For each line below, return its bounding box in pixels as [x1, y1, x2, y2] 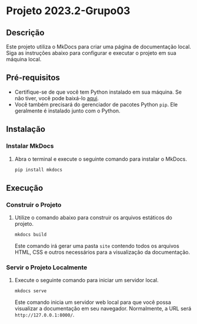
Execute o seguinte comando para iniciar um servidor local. [14, 277, 159, 284]
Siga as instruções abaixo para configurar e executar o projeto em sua [6, 49, 176, 57]
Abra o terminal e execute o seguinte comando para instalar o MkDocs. [14, 155, 187, 163]
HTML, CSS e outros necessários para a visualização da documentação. [14, 249, 190, 256]
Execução [6, 183, 44, 193]
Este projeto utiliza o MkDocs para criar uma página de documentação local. [6, 43, 191, 50]
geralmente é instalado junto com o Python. [14, 107, 121, 114]
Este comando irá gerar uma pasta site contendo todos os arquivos [14, 242, 179, 249]
